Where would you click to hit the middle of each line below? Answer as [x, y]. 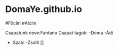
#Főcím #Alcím [21, 23]
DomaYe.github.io [44, 9]
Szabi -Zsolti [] [28, 42]
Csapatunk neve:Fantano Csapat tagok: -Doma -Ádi [59, 32]
